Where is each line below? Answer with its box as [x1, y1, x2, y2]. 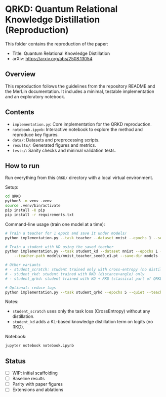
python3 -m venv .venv [5, 199, 52, 204]
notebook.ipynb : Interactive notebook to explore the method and [12, 126, 143, 132]
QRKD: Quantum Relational [5, 3, 118, 15]
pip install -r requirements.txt [5, 212, 74, 217]
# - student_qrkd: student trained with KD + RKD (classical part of [5, 276, 152, 281]
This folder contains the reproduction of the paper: [5, 41, 109, 46]
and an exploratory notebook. [5, 93, 66, 99]
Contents [5, 108, 35, 117]
